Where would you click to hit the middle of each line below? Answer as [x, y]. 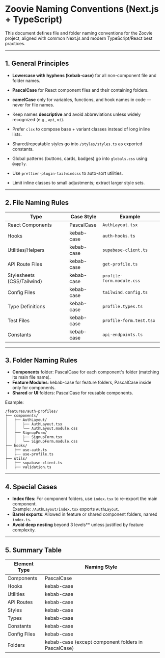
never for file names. [33, 105]
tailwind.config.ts [125, 292]
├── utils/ [16, 459]
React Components [30, 225]
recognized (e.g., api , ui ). [38, 119]
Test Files [19, 320]
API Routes [20, 602]
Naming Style [101, 567]
